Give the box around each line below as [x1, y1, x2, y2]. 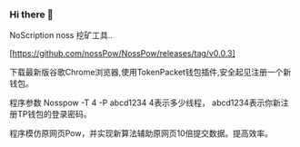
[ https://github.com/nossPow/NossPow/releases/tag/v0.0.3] [9, 48, 236, 59]
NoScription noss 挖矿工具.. [9, 30, 114, 41]
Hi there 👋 [9, 8, 55, 21]
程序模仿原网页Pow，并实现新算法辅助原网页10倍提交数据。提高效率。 [9, 128, 273, 139]
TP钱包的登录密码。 [16, 109, 92, 120]
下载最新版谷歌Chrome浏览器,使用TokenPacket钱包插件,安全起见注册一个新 [9, 67, 292, 78]
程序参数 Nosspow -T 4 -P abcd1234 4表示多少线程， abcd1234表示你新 [9, 97, 282, 108]
